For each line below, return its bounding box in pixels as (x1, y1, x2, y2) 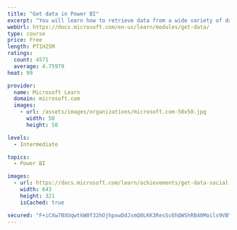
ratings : (7, 50, 33, 57)
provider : (7, 82, 37, 89)
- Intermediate (13, 140, 59, 148)
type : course (7, 30, 46, 37)
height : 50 (25, 121, 59, 128)
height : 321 (20, 192, 55, 200)
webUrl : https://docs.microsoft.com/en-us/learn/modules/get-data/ (7, 23, 210, 30)
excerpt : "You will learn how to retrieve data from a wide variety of (7, 17, 222, 24)
